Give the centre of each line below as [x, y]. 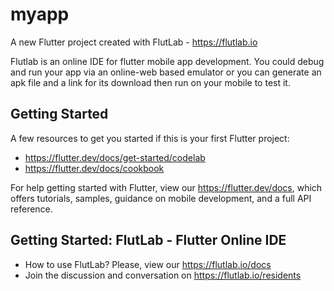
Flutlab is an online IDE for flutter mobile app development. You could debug [167, 61]
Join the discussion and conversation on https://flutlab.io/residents [163, 275]
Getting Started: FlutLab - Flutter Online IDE [148, 240]
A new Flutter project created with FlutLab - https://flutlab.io [134, 42]
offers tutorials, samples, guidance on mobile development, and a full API [161, 198]
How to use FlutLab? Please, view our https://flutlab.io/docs [148, 264]
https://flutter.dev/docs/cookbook [94, 168]
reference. [31, 209]
